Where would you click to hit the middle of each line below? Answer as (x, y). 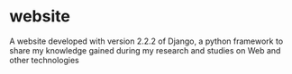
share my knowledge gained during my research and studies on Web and (145, 50)
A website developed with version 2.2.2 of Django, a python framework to (146, 41)
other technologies (44, 60)
